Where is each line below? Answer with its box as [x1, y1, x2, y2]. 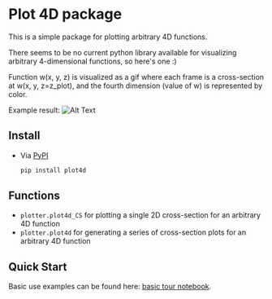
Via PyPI [19, 150, 49, 160]
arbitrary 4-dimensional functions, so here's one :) [8, 56, 177, 66]
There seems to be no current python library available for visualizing [8, 47, 237, 57]
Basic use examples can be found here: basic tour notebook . [8, 282, 212, 292]
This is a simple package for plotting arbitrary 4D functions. [8, 32, 208, 42]
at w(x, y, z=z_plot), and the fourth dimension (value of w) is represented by [8, 81, 263, 90]
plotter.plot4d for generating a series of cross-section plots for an [19, 227, 246, 237]
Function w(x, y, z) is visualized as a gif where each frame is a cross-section [8, 72, 265, 81]
